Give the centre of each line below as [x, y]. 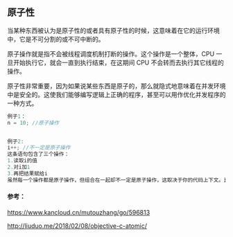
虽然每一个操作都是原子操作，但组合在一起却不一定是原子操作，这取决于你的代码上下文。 [115, 180]
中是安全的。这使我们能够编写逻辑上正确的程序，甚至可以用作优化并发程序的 [116, 94]
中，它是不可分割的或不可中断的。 [56, 39]
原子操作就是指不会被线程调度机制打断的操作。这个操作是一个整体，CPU [111, 53]
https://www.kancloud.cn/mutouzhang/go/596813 [79, 212]
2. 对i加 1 [19, 167]
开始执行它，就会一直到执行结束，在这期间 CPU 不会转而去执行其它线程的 [118, 62]
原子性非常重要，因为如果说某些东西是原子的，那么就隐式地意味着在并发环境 [116, 86]
